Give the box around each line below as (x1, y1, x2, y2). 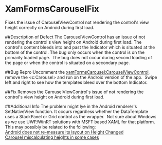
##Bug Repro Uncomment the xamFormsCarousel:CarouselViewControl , (5, 69, 150, 75)
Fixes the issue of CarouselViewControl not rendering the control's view (5, 19, 149, 25)
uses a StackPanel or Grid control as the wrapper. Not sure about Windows (5, 113, 157, 119)
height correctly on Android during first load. (5, 24, 95, 30)
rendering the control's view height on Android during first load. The (5, 39, 142, 45)
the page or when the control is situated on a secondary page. (5, 60, 130, 65)
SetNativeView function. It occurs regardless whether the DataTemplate (5, 108, 148, 114)
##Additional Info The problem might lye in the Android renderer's (5, 103, 137, 109)
